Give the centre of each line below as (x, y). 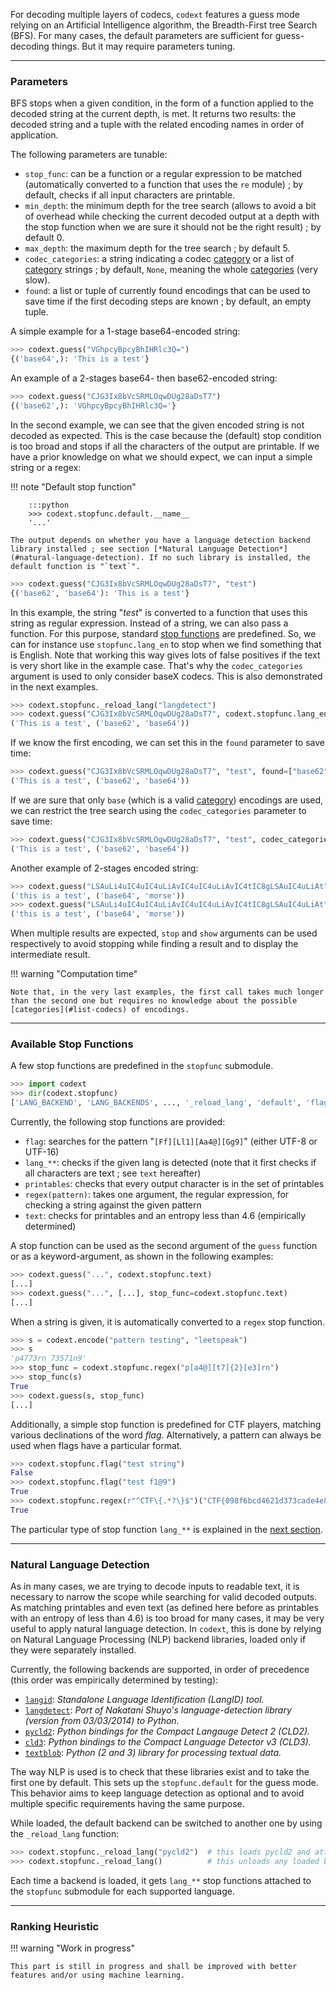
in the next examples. (54, 686)
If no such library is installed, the (229, 557)
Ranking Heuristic (55, 1926)
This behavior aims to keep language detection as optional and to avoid (157, 1793)
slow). (37, 280)
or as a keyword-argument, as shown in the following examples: (142, 1256)
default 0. (44, 238)
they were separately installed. (73, 1650)
